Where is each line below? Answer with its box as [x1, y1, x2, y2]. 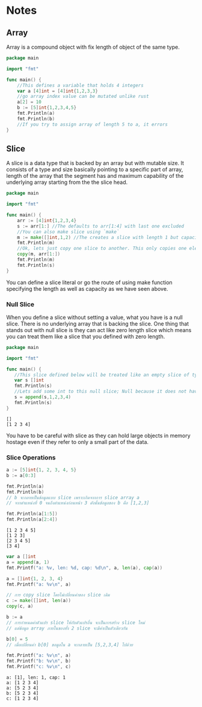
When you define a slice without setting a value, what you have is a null [6, 314, 183, 321]
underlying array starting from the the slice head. [6, 178, 128, 186]
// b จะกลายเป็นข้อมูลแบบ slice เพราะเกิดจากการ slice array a [6, 494, 140, 500]
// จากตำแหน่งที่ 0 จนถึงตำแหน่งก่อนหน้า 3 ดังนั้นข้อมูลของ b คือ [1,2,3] [6, 500, 150, 506]
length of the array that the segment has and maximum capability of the [6, 172, 184, 180]
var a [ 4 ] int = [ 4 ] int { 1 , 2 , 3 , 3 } [17, 88, 98, 94]
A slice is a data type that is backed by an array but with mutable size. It [6, 160, 185, 167]
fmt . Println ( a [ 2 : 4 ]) [6, 517, 58, 523]
